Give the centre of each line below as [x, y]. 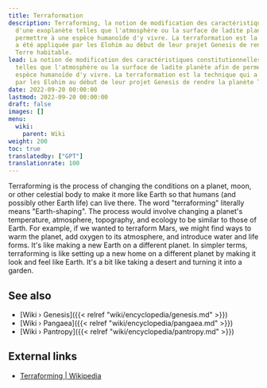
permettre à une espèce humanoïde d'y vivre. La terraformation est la [137, 38]
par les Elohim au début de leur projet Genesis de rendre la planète [135, 82]
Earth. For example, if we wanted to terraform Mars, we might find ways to [130, 228]
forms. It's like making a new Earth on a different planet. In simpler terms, [128, 245]
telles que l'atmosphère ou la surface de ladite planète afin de [128, 68]
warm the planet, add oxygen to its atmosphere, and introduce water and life [133, 237]
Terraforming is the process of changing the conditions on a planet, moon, [130, 186]
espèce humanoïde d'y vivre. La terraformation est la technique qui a [137, 75]
